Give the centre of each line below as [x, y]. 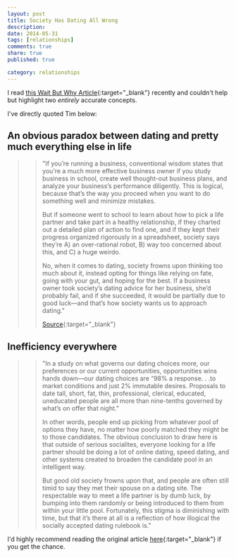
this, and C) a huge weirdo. [81, 252]
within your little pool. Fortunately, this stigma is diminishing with [136, 511]
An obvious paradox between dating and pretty [113, 136]
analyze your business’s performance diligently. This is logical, [133, 186]
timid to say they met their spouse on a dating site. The [122, 488]
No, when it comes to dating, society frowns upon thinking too [132, 266]
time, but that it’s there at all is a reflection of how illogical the [131, 518]
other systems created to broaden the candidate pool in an [127, 459]
